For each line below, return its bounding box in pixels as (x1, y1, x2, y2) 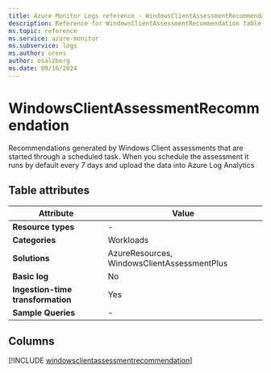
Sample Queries (12, 307, 75, 318)
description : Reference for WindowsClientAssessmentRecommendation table (8, 19, 262, 27)
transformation (12, 294, 72, 305)
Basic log (12, 270, 49, 282)
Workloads (107, 234, 149, 245)
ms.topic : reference (8, 27, 78, 35)
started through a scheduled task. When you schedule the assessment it (8, 151, 249, 161)
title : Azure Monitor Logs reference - (8, 11, 143, 20)
